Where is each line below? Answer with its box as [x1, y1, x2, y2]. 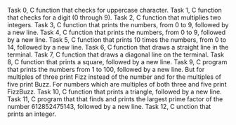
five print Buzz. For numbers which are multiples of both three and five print [7, 80, 227, 88]
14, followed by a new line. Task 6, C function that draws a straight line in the [7, 43, 229, 51]
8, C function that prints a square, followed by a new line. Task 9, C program [7, 58, 228, 66]
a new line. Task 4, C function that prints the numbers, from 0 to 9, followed [7, 28, 226, 36]
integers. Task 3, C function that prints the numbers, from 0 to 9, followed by [7, 21, 229, 29]
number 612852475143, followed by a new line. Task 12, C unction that [7, 103, 211, 110]
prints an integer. [7, 110, 56, 118]
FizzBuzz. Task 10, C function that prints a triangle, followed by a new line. [7, 87, 223, 96]
